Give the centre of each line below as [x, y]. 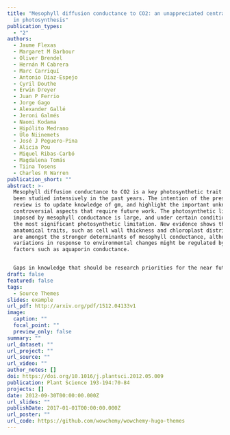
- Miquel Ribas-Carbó [44, 154]
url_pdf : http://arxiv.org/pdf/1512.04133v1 [72, 306]
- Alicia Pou [32, 148]
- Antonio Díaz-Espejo [46, 77]
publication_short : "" [39, 179]
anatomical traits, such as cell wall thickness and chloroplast [108, 231]
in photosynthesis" [41, 20]
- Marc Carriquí [36, 71]
